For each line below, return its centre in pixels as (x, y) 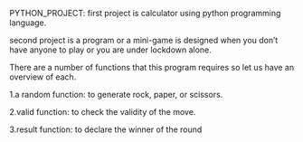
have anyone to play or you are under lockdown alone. (111, 50)
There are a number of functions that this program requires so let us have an (152, 67)
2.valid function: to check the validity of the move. (103, 112)
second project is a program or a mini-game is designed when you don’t (144, 40)
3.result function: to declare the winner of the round (106, 129)
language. (28, 23)
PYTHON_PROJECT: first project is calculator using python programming (145, 13)
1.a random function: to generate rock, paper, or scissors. (116, 95)
